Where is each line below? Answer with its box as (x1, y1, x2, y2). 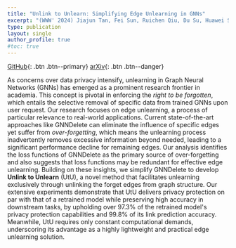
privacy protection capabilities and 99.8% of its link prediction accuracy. (7, 210, 217, 218)
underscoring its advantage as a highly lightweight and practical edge (7, 226, 209, 233)
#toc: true (7, 43, 39, 50)
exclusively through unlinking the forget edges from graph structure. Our (7, 181, 218, 188)
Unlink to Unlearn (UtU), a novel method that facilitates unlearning (7, 173, 200, 181)
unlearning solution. (7, 233, 65, 241)
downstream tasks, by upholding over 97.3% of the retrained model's (7, 203, 207, 211)
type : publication (7, 23, 61, 30)
